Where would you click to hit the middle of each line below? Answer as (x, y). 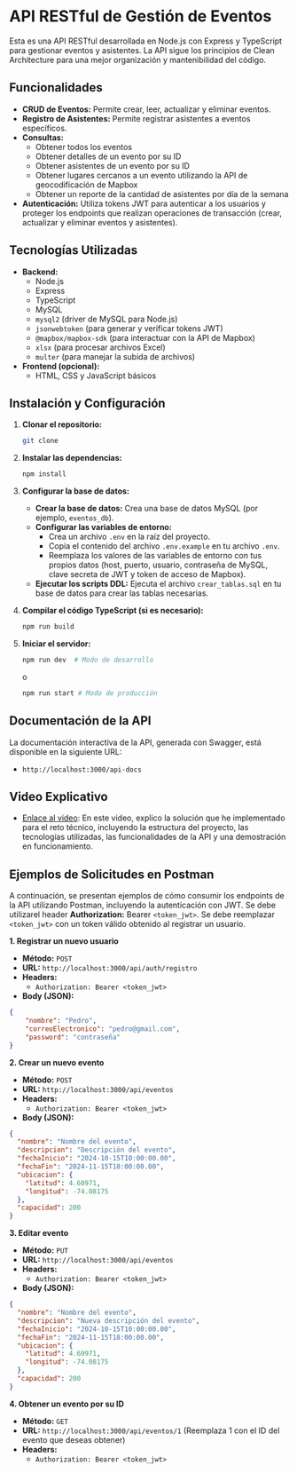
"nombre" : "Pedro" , (61, 1021)
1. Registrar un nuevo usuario (64, 941)
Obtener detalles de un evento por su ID (108, 156)
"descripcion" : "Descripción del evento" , (97, 1150)
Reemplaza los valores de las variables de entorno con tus (155, 556)
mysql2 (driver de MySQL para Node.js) (106, 319)
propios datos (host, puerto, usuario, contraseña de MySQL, (158, 565)
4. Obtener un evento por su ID (66, 1404)
